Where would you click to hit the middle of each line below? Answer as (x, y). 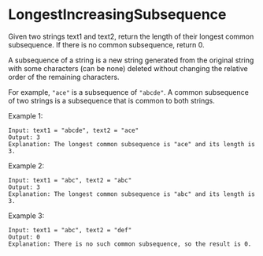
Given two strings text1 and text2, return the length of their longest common (131, 36)
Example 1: (26, 115)
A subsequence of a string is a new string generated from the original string (131, 60)
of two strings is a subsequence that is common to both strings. (111, 100)
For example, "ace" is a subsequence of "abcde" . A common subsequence (129, 92)
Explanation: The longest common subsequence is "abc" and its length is (132, 194)
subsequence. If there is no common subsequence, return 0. (106, 44)
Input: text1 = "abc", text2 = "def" (70, 230)
